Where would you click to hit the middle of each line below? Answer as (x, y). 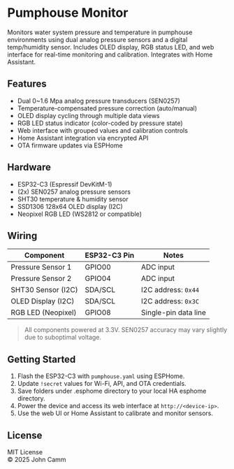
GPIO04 (98, 279)
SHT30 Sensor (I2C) (44, 290)
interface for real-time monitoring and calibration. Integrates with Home (110, 55)
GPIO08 (98, 312)
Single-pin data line (173, 312)
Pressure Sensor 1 (41, 267)
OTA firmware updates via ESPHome (70, 145)
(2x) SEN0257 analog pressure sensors (74, 192)
